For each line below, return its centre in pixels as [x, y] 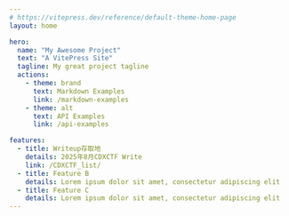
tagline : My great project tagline [83, 67]
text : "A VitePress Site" [65, 59]
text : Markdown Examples [79, 91]
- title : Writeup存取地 [59, 149]
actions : [33, 75]
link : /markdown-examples [80, 100]
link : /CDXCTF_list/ [63, 165]
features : [28, 140]
